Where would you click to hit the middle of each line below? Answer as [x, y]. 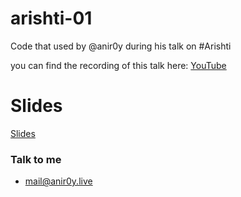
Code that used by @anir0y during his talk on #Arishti [121, 46]
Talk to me [36, 159]
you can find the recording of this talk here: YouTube [118, 65]
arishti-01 [51, 18]
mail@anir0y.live [58, 181]
